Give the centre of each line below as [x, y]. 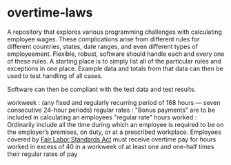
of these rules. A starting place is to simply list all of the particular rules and [114, 61]
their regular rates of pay [42, 154]
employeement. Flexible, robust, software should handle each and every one [116, 54]
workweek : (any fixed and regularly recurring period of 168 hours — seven [114, 102]
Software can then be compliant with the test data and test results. [102, 89]
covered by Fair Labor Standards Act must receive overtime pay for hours [112, 139]
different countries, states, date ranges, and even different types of [103, 46]
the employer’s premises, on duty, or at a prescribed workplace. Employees [114, 132]
